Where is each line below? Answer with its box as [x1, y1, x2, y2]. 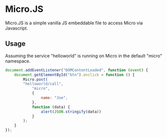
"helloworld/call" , [23, 81, 64, 86]
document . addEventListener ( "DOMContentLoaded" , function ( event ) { [5, 68, 149, 72]
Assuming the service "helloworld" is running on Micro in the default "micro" [5, 53, 163, 59]
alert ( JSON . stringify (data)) [40, 109, 101, 114]
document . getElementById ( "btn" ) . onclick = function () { [14, 72, 135, 77]
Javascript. [5, 25, 28, 31]
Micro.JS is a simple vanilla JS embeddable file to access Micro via [5, 20, 143, 26]
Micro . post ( [23, 77, 48, 82]
